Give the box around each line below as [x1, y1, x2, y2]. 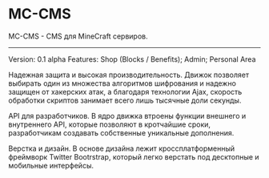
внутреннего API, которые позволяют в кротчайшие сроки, [8, 119, 211, 129]
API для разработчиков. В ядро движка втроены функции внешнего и [8, 111, 247, 120]
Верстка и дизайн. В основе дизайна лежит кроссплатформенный [8, 144, 235, 153]
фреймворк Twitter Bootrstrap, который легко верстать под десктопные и [8, 152, 259, 161]
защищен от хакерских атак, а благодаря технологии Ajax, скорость [8, 87, 243, 96]
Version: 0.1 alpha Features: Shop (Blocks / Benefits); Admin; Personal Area [8, 54, 256, 64]
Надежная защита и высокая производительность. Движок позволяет [8, 70, 250, 79]
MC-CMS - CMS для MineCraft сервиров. [8, 31, 148, 41]
